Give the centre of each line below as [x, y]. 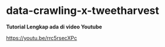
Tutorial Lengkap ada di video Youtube [54, 27]
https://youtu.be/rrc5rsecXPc [42, 38]
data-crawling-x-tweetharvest [83, 11]
